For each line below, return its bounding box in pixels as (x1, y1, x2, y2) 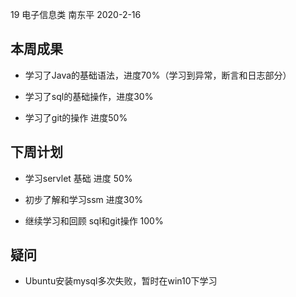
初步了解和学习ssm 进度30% (24, 193, 144, 205)
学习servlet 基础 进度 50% (24, 172, 133, 184)
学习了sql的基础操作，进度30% (24, 90, 154, 102)
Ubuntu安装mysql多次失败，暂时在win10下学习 (24, 275, 218, 287)
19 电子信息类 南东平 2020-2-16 (10, 9, 142, 20)
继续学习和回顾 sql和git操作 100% (24, 214, 164, 227)
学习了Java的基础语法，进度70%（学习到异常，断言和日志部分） (24, 69, 292, 81)
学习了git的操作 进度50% (24, 111, 128, 123)
